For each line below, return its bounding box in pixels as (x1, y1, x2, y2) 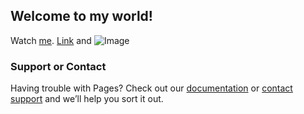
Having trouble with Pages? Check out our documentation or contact (10, 82, 293, 94)
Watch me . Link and (10, 34, 92, 46)
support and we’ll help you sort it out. (10, 93, 164, 105)
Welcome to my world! (10, 8, 153, 25)
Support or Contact (10, 59, 107, 73)
